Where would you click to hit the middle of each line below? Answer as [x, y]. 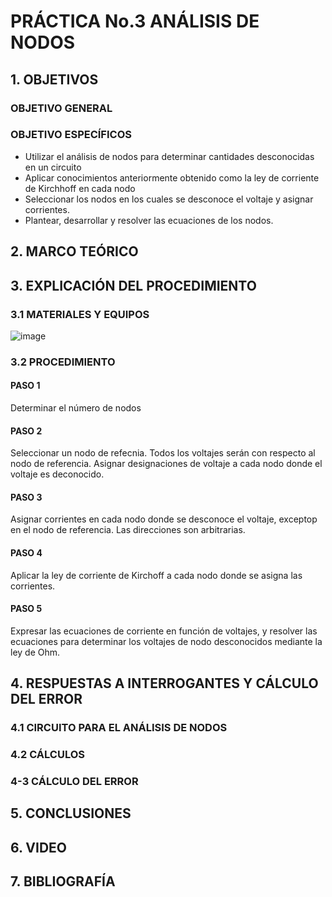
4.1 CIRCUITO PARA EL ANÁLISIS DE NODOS [119, 728]
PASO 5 [26, 609]
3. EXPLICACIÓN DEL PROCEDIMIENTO [133, 285]
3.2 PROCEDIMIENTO [63, 362]
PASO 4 [26, 553]
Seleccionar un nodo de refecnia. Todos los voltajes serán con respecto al [163, 453]
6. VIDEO [39, 847]
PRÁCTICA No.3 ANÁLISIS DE [135, 21]
